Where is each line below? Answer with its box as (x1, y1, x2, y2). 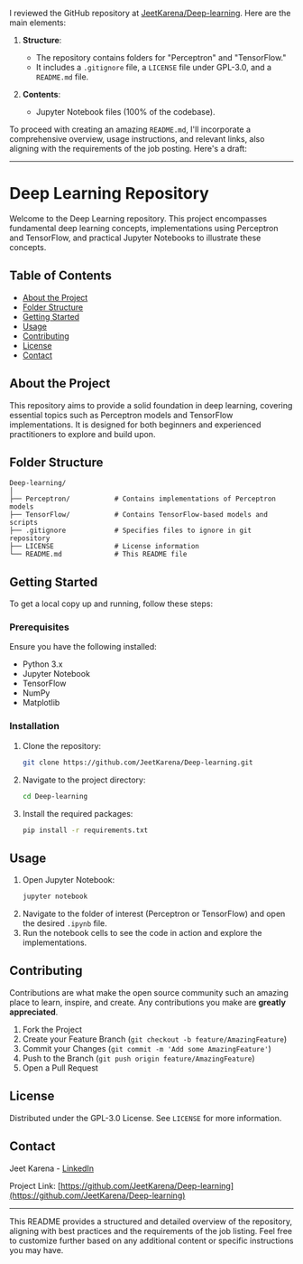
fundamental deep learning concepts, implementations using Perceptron (9, 222, 279, 233)
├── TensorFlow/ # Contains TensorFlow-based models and (9, 510, 269, 520)
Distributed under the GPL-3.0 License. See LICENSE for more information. (9, 1112, 282, 1123)
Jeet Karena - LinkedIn (9, 1163, 95, 1174)
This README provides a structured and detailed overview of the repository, (9, 1215, 293, 1227)
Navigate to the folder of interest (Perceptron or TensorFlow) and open (22, 908, 286, 920)
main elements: (9, 17, 67, 28)
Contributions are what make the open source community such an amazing (9, 987, 289, 997)
